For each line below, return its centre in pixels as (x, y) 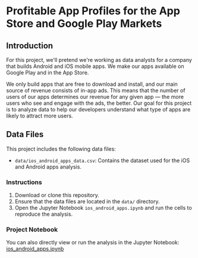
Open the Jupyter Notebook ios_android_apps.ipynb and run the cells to (103, 208)
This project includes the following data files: (61, 149)
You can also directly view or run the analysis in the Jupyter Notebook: (93, 243)
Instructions (24, 182)
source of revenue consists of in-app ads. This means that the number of (96, 90)
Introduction (30, 46)
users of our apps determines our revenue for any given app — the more (95, 97)
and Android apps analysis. (48, 167)
